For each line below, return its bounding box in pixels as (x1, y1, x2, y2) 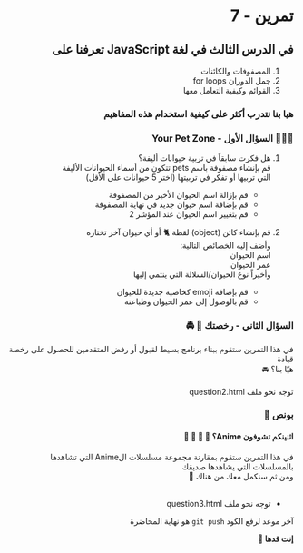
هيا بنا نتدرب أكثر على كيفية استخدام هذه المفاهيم (103, 107, 294, 120)
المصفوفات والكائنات (200, 65, 271, 76)
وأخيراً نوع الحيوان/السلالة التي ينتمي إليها (132, 269, 271, 280)
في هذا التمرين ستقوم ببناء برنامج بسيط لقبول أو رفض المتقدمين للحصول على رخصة (8, 343, 294, 354)
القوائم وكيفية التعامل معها (182, 85, 271, 95)
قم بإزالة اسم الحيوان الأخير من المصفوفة (108, 190, 249, 201)
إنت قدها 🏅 (257, 533, 294, 544)
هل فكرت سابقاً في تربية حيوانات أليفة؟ (138, 153, 271, 163)
